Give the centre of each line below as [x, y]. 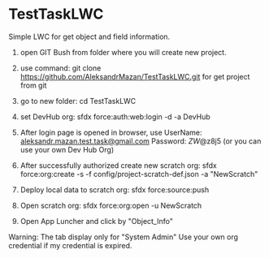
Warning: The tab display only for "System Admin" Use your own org [123, 237]
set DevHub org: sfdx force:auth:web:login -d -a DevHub [115, 116]
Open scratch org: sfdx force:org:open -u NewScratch [111, 205]
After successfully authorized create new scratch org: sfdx [118, 165]
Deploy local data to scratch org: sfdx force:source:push [115, 189]
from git [33, 85]
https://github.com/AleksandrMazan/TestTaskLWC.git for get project [135, 76]
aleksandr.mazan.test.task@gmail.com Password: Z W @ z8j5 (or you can [141, 141]
